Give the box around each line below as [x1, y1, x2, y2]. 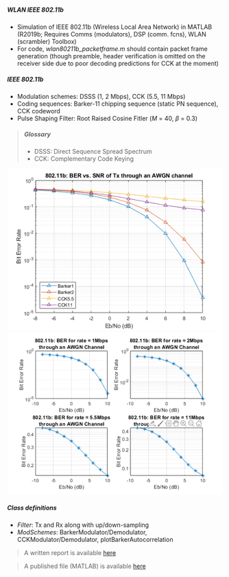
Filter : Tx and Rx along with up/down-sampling [16, 521, 149, 529]
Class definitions [7, 504, 57, 512]
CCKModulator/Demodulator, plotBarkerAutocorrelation [16, 535, 173, 543]
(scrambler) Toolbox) [16, 37, 77, 45]
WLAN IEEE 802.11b [7, 5, 64, 14]
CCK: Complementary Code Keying [34, 155, 134, 163]
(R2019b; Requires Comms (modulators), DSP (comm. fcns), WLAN [16, 30, 207, 38]
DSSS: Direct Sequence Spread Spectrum [34, 147, 152, 155]
